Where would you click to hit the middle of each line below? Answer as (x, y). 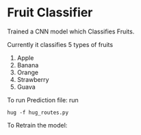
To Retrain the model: (37, 125)
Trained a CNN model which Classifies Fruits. (71, 31)
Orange (28, 72)
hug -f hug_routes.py (38, 112)
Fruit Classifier (50, 13)
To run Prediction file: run (43, 100)
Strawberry (33, 79)
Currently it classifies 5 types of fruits (60, 44)
